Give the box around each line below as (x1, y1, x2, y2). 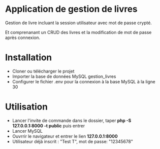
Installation (5, 52, 52, 63)
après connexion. (5, 35, 40, 40)
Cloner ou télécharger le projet (12, 68, 75, 74)
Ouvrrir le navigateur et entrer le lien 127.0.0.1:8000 (12, 133, 118, 139)
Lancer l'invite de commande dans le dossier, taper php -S (12, 117, 131, 123)
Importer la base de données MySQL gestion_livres (12, 73, 117, 79)
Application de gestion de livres (5, 3, 138, 15)
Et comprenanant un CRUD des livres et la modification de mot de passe (5, 29, 152, 35)
